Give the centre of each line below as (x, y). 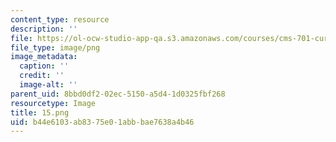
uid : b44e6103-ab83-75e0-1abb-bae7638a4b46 (102, 122)
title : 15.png (40, 112)
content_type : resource (60, 19)
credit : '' (42, 76)
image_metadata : (44, 57)
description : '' (44, 29)
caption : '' (44, 66)
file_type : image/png (55, 47)
